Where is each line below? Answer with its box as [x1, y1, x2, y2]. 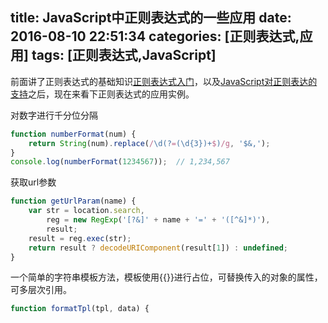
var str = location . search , [28, 206, 145, 216]
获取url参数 [10, 176, 57, 188]
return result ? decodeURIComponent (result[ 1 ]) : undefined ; [28, 243, 288, 253]
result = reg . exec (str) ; [28, 233, 132, 243]
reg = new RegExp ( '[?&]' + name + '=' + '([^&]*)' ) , [46, 215, 271, 225]
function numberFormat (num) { [10, 129, 137, 139]
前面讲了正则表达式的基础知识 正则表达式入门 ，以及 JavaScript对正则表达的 [10, 75, 318, 87]
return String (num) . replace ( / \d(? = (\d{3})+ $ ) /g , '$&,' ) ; [28, 138, 271, 148]
